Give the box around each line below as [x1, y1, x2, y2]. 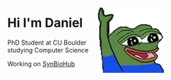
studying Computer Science [7, 45, 89, 54]
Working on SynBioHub [7, 59, 76, 68]
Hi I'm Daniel [7, 15, 83, 31]
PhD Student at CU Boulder [7, 38, 87, 47]
